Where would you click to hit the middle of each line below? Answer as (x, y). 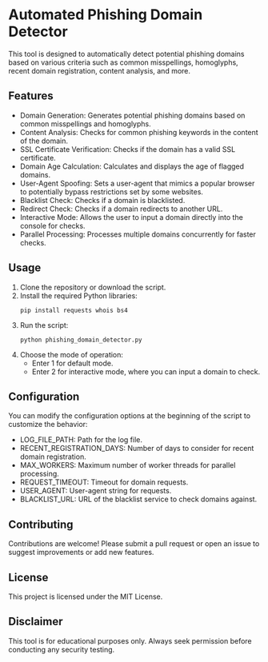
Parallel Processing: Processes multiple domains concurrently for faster (138, 234)
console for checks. (52, 225)
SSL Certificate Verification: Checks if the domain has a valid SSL (128, 149)
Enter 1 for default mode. (72, 363)
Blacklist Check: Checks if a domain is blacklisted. (102, 200)
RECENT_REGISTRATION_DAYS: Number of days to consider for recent (137, 449)
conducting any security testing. (62, 649)
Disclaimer (36, 622)
